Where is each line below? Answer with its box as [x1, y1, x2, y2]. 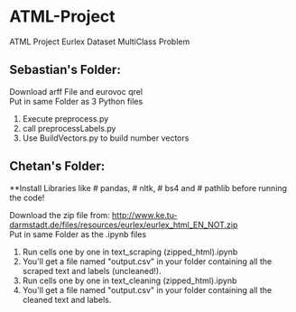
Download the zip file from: [9, 209, 110, 220]
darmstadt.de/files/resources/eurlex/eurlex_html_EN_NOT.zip [9, 219, 238, 230]
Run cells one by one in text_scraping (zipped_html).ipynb [22, 246, 238, 257]
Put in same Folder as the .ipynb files [9, 228, 147, 240]
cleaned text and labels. [22, 294, 112, 305]
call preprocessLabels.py [22, 123, 116, 133]
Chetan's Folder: [9, 159, 106, 174]
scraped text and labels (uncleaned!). [22, 265, 162, 276]
